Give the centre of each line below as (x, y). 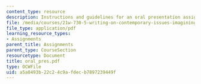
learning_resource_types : (38, 34)
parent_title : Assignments (40, 45)
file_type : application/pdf (41, 28)
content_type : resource (36, 12)
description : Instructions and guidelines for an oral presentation (93, 17)
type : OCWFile (24, 67)
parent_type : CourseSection (41, 50)
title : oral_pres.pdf (33, 61)
